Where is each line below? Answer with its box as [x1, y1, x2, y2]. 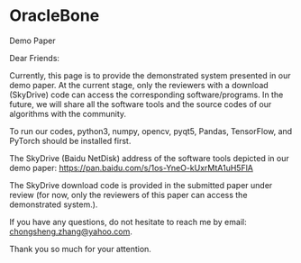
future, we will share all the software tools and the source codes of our [9, 98, 272, 109]
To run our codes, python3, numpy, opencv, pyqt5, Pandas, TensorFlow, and [9, 125, 293, 136]
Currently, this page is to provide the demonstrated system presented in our [9, 69, 291, 81]
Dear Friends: [9, 52, 60, 63]
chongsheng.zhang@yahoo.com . [9, 226, 132, 237]
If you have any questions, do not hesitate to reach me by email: [9, 216, 247, 227]
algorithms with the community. [9, 108, 127, 119]
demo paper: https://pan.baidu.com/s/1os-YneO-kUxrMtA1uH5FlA [9, 162, 254, 173]
